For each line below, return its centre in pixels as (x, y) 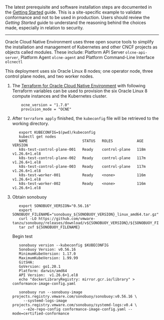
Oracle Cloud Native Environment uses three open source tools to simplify (79, 42)
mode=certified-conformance (41, 314)
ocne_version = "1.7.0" (45, 105)
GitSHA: (27, 262)
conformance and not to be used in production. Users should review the (77, 17)
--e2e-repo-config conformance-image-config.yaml (75, 309)
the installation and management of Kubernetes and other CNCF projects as (81, 47)
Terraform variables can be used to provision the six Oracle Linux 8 (80, 91)
